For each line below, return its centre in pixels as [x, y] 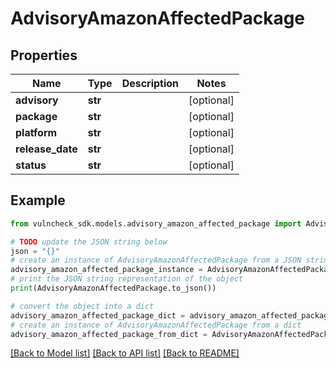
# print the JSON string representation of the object [127, 279]
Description [150, 83]
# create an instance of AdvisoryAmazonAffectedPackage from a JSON [156, 260]
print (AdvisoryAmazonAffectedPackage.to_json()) [113, 288]
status [31, 165]
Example [38, 200]
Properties [44, 55]
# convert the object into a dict [82, 306]
